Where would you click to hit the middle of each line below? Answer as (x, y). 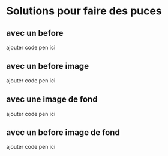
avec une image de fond (52, 100)
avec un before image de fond (63, 133)
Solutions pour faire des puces (84, 11)
